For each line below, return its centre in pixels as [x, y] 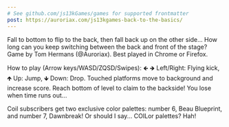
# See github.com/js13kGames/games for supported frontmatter [98, 13]
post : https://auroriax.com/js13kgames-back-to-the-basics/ [95, 20]
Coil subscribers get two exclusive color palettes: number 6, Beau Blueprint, [115, 108]
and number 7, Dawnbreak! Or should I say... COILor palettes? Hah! [102, 116]
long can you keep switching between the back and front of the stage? [107, 47]
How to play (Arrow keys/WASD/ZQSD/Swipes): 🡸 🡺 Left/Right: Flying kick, [113, 68]
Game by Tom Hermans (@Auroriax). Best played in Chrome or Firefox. [108, 54]
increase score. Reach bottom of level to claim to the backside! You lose [109, 88]
